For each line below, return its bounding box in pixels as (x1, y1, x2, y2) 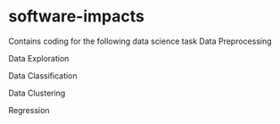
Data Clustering (8, 87, 66, 98)
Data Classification (8, 70, 78, 81)
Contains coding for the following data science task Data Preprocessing (8, 36, 273, 46)
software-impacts (8, 6, 144, 27)
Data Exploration (8, 53, 70, 63)
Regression (8, 104, 50, 115)
